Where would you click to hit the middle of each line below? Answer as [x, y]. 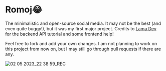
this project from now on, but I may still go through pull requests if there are [83, 49]
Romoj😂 [24, 10]
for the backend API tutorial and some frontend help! [59, 34]
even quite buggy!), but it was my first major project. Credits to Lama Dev [81, 28]
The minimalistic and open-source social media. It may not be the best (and [83, 23]
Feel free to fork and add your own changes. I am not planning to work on [81, 43]
